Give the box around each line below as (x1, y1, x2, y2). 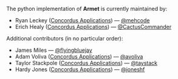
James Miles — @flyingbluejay (15, 46, 92, 54)
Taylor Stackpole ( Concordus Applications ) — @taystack (15, 60, 158, 66)
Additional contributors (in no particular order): (6, 35, 123, 42)
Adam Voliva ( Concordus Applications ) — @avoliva (15, 53, 143, 60)
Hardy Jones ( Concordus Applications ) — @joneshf (15, 66, 145, 73)
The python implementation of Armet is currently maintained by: (6, 5, 168, 12)
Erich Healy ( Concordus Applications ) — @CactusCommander (15, 24, 172, 30)
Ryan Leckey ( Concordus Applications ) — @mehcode (15, 17, 150, 24)
